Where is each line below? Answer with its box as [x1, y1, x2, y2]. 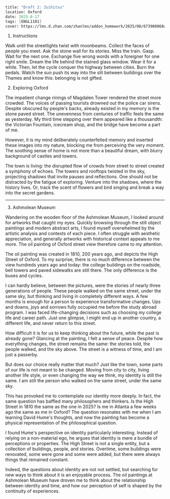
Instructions [12, 33, 38, 39]
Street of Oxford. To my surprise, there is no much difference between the [5, 256, 160, 262]
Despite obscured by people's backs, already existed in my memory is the [5, 106, 159, 112]
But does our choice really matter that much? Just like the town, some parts [5, 361, 163, 368]
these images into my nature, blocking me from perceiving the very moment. [5, 142, 165, 148]
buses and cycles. [5, 273, 43, 279]
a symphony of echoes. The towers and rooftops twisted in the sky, [5, 168, 146, 175]
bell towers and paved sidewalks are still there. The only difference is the [5, 267, 157, 274]
